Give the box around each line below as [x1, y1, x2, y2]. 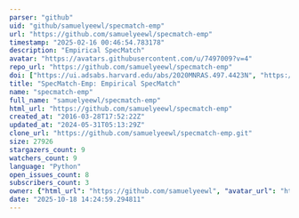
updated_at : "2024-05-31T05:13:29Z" [9, 121, 145, 130]
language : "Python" [9, 162, 82, 171]
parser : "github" [9, 12, 74, 22]
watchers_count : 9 [9, 153, 77, 163]
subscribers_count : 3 [9, 179, 90, 188]
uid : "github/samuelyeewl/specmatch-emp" [9, 21, 166, 30]
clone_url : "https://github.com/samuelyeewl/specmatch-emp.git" [9, 129, 253, 138]
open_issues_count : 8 [9, 170, 90, 179]
